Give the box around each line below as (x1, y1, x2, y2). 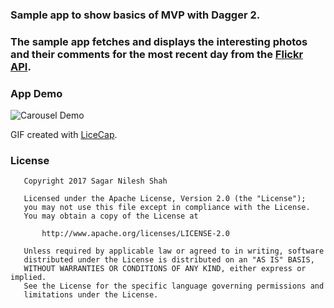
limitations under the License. (23, 290, 159, 300)
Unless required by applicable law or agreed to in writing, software (23, 246, 325, 257)
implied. (10, 273, 47, 283)
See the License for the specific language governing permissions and (23, 281, 325, 292)
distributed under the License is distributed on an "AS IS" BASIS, (23, 255, 315, 265)
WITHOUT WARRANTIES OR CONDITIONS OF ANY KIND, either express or (23, 264, 307, 274)
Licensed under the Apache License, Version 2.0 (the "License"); (23, 194, 307, 204)
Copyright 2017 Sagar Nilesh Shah (23, 176, 168, 187)
